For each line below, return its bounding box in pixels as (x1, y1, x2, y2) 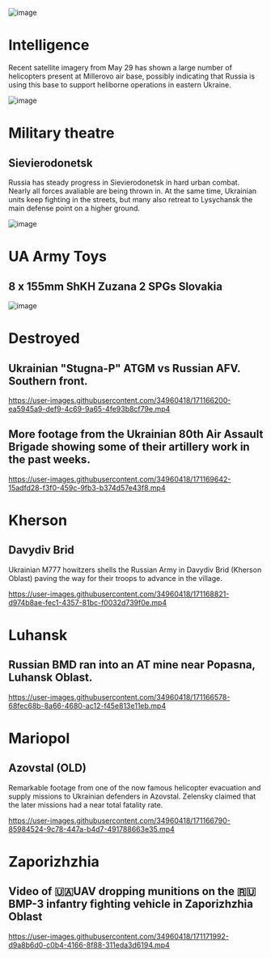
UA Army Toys (8, 248, 108, 266)
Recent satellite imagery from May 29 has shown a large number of (8, 62, 233, 72)
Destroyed (8, 329, 80, 348)
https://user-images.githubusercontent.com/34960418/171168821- (8, 589, 230, 599)
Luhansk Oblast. (8, 671, 93, 685)
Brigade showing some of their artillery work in (8, 440, 250, 454)
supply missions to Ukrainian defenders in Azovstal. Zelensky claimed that (8, 791, 256, 801)
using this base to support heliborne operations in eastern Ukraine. (8, 79, 232, 89)
